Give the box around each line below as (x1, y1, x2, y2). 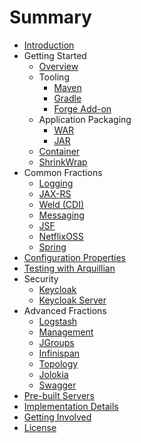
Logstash (38, 315, 78, 327)
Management (38, 326, 94, 338)
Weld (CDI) (38, 198, 85, 210)
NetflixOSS (38, 230, 84, 242)
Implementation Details (23, 400, 119, 412)
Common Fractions (23, 166, 103, 178)
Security (23, 272, 59, 285)
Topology (38, 357, 79, 370)
